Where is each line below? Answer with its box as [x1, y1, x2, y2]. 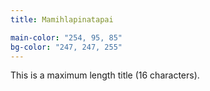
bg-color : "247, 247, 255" [10, 42, 123, 52]
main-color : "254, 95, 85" [10, 32, 123, 43]
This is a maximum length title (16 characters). [10, 69, 200, 81]
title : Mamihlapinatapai [10, 14, 114, 25]
